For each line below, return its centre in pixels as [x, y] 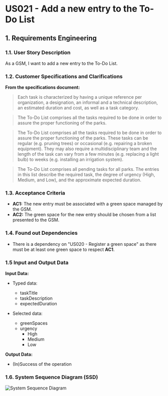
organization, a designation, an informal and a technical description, [88, 103]
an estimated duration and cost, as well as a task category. [78, 108]
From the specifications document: [43, 87]
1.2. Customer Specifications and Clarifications [64, 76]
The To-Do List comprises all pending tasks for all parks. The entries [88, 169]
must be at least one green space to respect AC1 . [63, 249]
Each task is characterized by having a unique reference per [79, 97]
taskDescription [36, 298]
